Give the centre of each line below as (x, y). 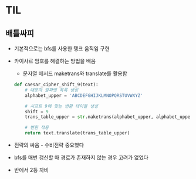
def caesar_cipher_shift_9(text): (56, 85)
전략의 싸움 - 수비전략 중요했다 (49, 145)
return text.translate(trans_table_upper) (77, 133)
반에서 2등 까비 (31, 170)
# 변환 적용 (37, 128)
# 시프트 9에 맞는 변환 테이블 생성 (61, 106)
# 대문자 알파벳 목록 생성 (52, 90)
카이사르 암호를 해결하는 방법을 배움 (55, 61)
